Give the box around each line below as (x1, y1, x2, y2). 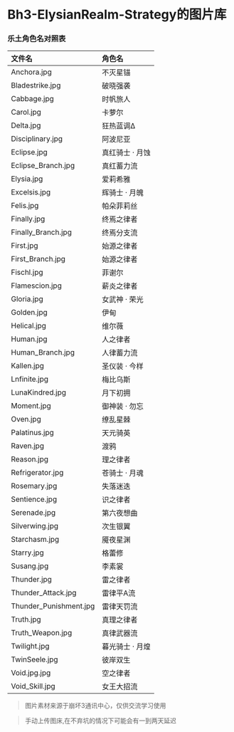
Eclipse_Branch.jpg (11, 161, 75, 171)
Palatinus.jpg (11, 428, 55, 438)
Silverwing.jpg (11, 521, 59, 531)
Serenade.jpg (11, 508, 56, 518)
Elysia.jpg (11, 174, 43, 184)
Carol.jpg (11, 108, 41, 117)
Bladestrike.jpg (11, 80, 61, 90)
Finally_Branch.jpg (11, 227, 73, 237)
